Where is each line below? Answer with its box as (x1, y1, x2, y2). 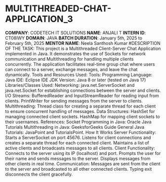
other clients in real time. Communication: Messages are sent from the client (5, 161, 161, 167)
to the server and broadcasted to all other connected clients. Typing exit (5, 166, 152, 172)
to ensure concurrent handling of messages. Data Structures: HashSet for (5, 108, 155, 114)
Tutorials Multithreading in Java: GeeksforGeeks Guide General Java (5, 124, 145, 130)
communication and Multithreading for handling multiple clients (5, 56, 134, 62)
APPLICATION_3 (5, 13, 73, 25)
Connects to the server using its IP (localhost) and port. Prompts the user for (5, 150, 161, 156)
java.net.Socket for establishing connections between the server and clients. (5, 87, 161, 93)
